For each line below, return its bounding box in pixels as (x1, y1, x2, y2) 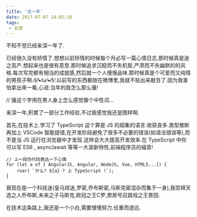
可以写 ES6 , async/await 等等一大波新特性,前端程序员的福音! (6, 144, 153, 151)
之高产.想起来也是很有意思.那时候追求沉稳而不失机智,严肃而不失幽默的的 (6, 62, 181, 69)
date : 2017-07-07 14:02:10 (6, 14, 72, 20)
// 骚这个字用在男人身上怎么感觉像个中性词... (6, 97, 114, 104)
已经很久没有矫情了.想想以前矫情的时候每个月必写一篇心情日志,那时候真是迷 (6, 54, 190, 62)
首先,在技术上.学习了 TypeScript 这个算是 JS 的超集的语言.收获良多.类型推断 (6, 121, 190, 129)
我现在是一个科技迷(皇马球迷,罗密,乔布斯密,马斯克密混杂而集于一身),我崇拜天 (6, 184, 191, 192)
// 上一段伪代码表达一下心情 (6, 157, 67, 163)
